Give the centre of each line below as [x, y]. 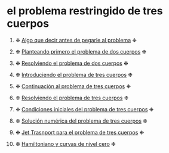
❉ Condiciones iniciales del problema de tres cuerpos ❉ [84, 109]
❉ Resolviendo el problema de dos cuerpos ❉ [72, 63]
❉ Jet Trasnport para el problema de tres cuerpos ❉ [80, 132]
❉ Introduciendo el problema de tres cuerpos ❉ [74, 74]
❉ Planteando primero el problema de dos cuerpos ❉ [81, 51]
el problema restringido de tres [85, 11]
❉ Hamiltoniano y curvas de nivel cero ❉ [65, 143]
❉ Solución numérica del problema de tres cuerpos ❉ [82, 121]
